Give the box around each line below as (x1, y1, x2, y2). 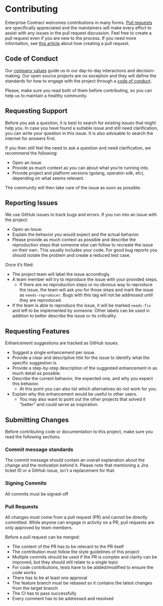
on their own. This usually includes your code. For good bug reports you (12, 247, 158, 253)
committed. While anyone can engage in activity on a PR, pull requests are (5, 519, 155, 525)
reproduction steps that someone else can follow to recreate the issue (12, 242, 153, 248)
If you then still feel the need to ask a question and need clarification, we (5, 145, 151, 151)
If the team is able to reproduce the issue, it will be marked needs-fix (12, 302, 151, 309)
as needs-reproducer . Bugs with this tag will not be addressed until (19, 292, 153, 298)
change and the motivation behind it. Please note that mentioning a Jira (5, 462, 148, 468)
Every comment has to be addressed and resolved (12, 595, 114, 601)
